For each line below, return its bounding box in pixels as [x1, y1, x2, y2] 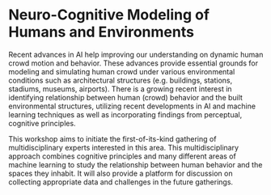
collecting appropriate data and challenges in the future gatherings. [8, 176, 233, 187]
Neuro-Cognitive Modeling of [8, 6, 210, 24]
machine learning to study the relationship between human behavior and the [8, 159, 263, 169]
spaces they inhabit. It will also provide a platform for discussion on [8, 168, 233, 178]
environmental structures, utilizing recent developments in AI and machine [8, 101, 256, 111]
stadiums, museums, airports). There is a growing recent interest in [8, 83, 232, 94]
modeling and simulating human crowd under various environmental [8, 66, 235, 76]
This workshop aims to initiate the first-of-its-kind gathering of [8, 134, 217, 143]
